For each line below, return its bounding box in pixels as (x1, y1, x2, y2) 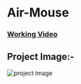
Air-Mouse (7, 5, 69, 21)
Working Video (7, 30, 58, 39)
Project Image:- (7, 50, 75, 63)
